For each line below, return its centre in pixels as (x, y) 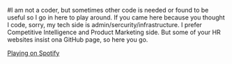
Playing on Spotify (33, 53)
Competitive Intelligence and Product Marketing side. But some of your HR (114, 32)
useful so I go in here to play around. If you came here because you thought (116, 17)
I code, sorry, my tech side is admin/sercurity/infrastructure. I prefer (105, 25)
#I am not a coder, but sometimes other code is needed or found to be (108, 10)
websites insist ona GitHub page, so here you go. (78, 40)
